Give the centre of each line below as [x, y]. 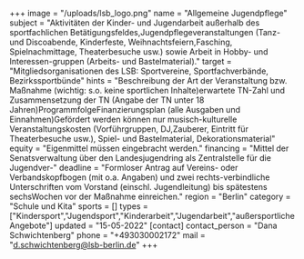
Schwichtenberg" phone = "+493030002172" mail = [108, 235]
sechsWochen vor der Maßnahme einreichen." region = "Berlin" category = [150, 196]
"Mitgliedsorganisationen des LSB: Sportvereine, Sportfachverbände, [139, 71]
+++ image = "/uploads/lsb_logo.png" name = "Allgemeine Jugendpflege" [148, 13]
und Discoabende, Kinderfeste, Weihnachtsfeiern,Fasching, [121, 42]
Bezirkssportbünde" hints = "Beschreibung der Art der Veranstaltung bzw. [148, 80]
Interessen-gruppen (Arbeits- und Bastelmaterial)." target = [121, 61]
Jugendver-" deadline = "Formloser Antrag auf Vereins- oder [124, 168]
